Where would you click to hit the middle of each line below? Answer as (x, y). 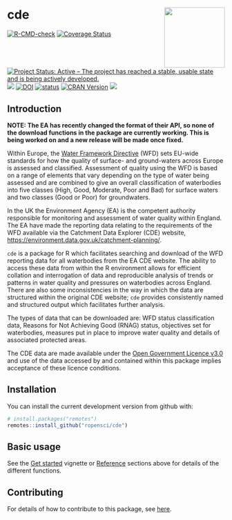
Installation (32, 390)
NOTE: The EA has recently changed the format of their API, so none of (111, 125)
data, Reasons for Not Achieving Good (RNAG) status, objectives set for (109, 325)
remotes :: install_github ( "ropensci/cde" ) (68, 425)
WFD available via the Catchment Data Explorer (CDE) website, (97, 232)
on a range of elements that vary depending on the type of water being (108, 175)
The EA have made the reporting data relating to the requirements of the (110, 225)
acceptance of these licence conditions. (64, 368)
